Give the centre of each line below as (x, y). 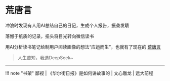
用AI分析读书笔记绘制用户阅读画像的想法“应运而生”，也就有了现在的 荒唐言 (83, 47)
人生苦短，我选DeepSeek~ (45, 57)
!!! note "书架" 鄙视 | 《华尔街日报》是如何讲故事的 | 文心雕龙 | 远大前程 (79, 73)
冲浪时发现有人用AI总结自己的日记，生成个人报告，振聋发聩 (67, 25)
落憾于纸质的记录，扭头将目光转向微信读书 (50, 36)
